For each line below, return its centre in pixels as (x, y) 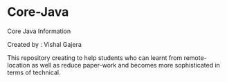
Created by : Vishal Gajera (44, 44)
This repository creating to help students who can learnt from (95, 58)
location (19, 65)
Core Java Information (39, 31)
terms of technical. (34, 72)
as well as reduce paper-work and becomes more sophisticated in (126, 65)
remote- (196, 58)
